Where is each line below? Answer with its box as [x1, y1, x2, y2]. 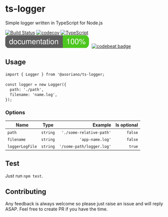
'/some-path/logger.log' [59, 144, 111, 149]
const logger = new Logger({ [5, 82, 67, 87]
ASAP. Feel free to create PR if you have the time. [5, 206, 108, 212]
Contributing [5, 188, 46, 196]
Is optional [115, 122, 138, 128]
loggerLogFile [7, 144, 37, 149]
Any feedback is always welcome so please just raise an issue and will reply [5, 201, 163, 207]
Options [5, 109, 25, 116]
